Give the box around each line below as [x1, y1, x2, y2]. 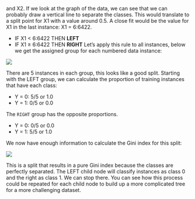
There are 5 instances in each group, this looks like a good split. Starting [6, 69, 180, 76]
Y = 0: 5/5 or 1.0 [14, 93, 54, 100]
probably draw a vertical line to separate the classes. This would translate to [6, 11, 190, 18]
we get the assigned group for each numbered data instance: [14, 47, 162, 54]
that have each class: [6, 82, 57, 89]
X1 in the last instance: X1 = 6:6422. [6, 23, 92, 30]
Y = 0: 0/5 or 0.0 [14, 122, 54, 129]
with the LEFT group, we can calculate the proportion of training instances [6, 76, 185, 82]
